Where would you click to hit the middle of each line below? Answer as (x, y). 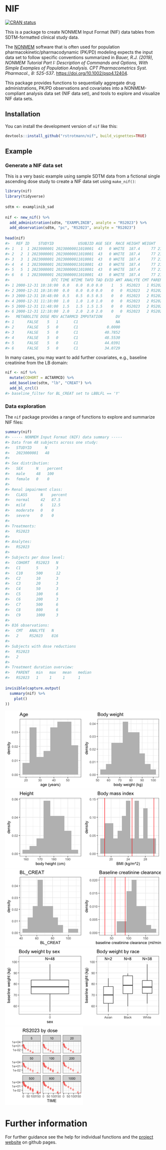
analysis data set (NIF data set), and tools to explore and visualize (93, 93)
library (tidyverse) (25, 196)
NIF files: (14, 423)
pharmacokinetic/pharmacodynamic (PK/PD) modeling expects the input (79, 52)
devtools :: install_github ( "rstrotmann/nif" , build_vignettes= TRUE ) (76, 136)
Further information (46, 1123)
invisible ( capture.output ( (33, 688)
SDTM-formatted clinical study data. (42, 37)
